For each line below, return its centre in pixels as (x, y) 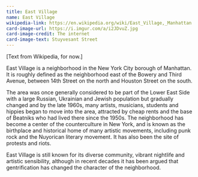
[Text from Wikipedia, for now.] (44, 57)
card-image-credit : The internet (48, 34)
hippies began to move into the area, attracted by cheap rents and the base (99, 112)
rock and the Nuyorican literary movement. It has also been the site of (92, 137)
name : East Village (31, 17)
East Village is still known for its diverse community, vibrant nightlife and (95, 155)
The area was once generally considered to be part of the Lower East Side (98, 92)
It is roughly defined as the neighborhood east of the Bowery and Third (94, 74)
